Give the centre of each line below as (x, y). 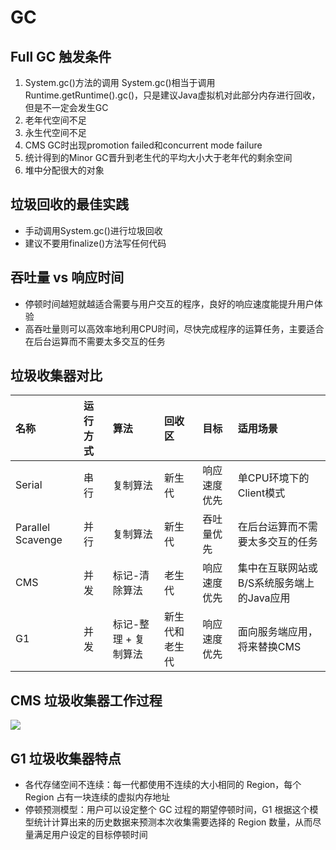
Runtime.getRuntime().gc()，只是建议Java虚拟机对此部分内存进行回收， (172, 95)
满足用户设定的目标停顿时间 (90, 835)
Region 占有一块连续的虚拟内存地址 (97, 797)
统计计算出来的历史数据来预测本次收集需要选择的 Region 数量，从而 (173, 822)
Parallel (33, 528)
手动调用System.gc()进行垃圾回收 (93, 230)
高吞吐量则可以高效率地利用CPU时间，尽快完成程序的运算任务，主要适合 (174, 328)
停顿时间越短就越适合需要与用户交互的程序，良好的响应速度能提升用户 (169, 303)
